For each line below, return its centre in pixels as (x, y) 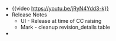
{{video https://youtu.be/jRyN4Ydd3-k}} (60, 8)
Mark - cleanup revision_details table (65, 27)
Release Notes (29, 15)
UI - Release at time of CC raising (61, 21)
